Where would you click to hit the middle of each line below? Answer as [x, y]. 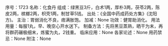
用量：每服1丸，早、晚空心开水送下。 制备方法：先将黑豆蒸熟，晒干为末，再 [84, 26]
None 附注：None [33, 38]
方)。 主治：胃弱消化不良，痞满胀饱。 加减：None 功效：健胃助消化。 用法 [83, 20]
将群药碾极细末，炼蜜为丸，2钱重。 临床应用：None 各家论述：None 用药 [81, 32]
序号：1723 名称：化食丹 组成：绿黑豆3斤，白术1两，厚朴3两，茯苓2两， [80, 7]
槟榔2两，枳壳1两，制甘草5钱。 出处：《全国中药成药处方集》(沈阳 [89, 13]
